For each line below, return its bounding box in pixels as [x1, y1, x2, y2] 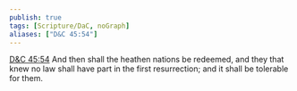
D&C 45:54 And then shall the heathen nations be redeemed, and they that [9, 54, 284, 65]
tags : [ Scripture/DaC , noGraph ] [9, 21, 130, 30]
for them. [9, 73, 43, 84]
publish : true [9, 12, 63, 22]
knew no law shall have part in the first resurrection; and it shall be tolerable [9, 63, 289, 74]
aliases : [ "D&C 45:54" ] [9, 29, 98, 38]
